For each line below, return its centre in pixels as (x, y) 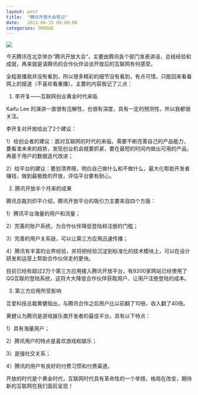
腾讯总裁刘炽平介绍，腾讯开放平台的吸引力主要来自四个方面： (81, 201)
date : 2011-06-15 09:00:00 (42, 22)
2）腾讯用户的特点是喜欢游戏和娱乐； (52, 341)
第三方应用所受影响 (38, 291)
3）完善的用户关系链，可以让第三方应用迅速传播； (67, 239)
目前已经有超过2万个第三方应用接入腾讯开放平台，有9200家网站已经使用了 (97, 271)
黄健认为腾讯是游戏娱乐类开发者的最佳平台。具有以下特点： (78, 316)
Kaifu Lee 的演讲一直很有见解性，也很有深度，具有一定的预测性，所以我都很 (98, 109)
